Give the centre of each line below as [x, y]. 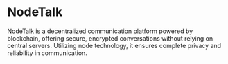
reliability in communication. [47, 53]
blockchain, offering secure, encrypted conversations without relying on [110, 38]
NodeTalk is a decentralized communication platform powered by [100, 31]
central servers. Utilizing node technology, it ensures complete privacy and [114, 45]
